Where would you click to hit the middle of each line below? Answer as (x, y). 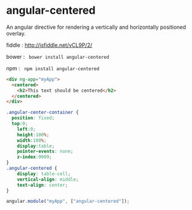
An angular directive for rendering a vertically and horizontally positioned (96, 27)
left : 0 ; (26, 129)
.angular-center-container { (42, 112)
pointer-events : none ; (45, 151)
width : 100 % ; (32, 140)
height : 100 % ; (33, 135)
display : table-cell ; (44, 174)
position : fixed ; (33, 118)
